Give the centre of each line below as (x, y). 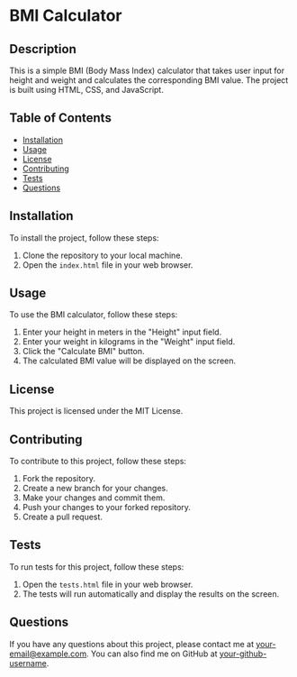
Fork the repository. (59, 479)
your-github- (243, 654)
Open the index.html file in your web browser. (108, 265)
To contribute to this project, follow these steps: (98, 462)
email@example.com (48, 654)
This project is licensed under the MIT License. (96, 411)
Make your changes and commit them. (94, 498)
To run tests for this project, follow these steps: (97, 567)
